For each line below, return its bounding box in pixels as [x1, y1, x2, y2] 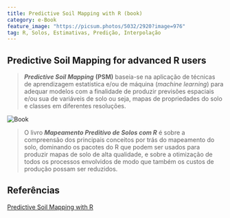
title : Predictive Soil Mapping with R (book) [7, 10, 143, 17]
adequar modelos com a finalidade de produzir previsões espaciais [23, 87, 214, 96]
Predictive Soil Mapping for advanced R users [7, 54, 207, 66]
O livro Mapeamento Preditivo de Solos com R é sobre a [23, 128, 185, 137]
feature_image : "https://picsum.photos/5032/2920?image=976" [7, 23, 186, 29]
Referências [7, 184, 60, 196]
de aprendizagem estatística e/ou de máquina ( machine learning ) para [23, 80, 224, 88]
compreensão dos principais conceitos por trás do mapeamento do [23, 136, 215, 144]
